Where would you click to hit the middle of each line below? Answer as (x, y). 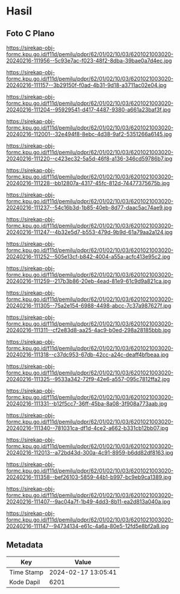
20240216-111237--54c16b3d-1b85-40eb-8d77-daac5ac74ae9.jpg (89, 207)
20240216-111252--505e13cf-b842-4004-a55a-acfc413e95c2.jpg (88, 257)
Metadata (25, 545)
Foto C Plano (30, 33)
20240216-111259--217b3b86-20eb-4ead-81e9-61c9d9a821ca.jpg (89, 281)
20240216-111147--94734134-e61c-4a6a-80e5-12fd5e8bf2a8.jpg (88, 526)
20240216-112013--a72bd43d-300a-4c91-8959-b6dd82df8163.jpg (90, 453)
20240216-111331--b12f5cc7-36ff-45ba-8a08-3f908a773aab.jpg (87, 403)
